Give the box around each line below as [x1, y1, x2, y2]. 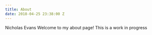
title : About [5, 7, 32, 12]
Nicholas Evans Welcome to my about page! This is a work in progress [5, 24, 148, 30]
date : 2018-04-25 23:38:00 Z [5, 12, 65, 16]
